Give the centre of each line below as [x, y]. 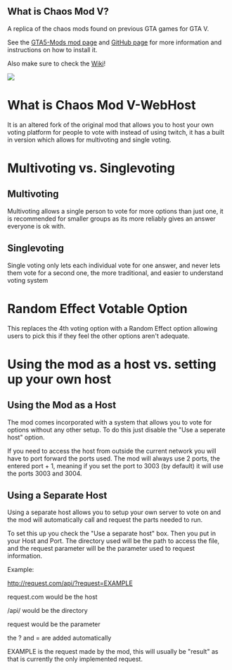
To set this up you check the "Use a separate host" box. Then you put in [112, 534]
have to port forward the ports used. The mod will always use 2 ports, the [114, 458]
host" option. [26, 437]
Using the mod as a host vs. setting [112, 364]
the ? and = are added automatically [59, 638]
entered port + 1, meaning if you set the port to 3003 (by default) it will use [115, 465]
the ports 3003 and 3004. [45, 473]
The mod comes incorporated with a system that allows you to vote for [110, 422]
